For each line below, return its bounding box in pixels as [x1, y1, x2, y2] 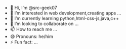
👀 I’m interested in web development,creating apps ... [10, 10, 121, 16]
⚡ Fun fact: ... [10, 39, 38, 45]
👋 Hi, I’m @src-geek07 [10, 5, 57, 10]
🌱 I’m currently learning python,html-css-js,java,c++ [10, 15, 119, 21]
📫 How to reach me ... [10, 26, 57, 32]
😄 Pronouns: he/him [10, 33, 53, 39]
